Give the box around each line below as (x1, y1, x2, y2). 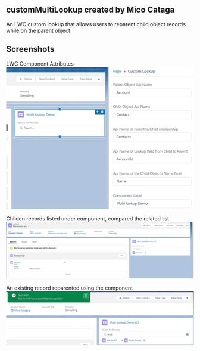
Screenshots (6, 44, 55, 54)
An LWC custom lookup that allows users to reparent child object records (6, 20, 186, 27)
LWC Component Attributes (6, 60, 74, 67)
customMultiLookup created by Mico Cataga (6, 5, 175, 15)
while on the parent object (6, 27, 70, 34)
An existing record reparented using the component (6, 284, 133, 291)
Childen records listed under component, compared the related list (6, 215, 170, 222)
